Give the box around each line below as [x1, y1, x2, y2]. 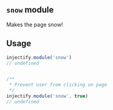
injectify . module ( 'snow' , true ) [6, 93, 88, 99]
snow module [6, 5, 54, 15]
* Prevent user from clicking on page [9, 82, 108, 88]
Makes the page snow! [6, 21, 63, 28]
